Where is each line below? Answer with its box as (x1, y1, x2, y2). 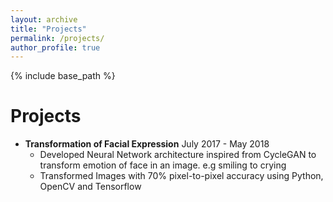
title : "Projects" (10, 24, 87, 34)
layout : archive (10, 14, 78, 25)
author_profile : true (10, 42, 101, 53)
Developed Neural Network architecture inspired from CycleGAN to (39, 149, 317, 161)
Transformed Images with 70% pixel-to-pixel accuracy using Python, (39, 170, 324, 182)
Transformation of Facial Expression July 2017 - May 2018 (24, 138, 270, 150)
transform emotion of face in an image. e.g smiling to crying (39, 159, 287, 171)
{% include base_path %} (10, 70, 116, 82)
